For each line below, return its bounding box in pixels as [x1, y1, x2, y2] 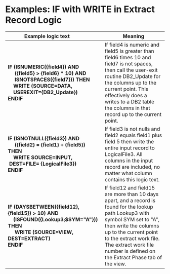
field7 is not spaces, [104, 60, 153, 67]
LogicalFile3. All [104, 150, 143, 158]
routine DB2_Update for [104, 72, 161, 80]
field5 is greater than [104, 47, 154, 54]
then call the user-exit [104, 66, 158, 73]
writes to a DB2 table [104, 98, 155, 105]
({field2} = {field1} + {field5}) [14, 141, 86, 148]
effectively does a [104, 92, 147, 99]
